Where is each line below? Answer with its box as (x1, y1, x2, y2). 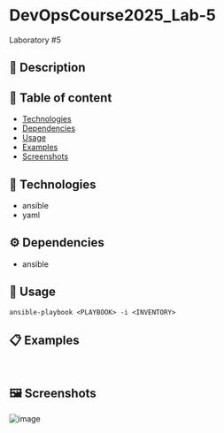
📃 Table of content (9, 90, 112, 105)
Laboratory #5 (9, 34, 62, 45)
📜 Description (9, 60, 86, 75)
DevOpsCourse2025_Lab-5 (9, 5, 217, 26)
